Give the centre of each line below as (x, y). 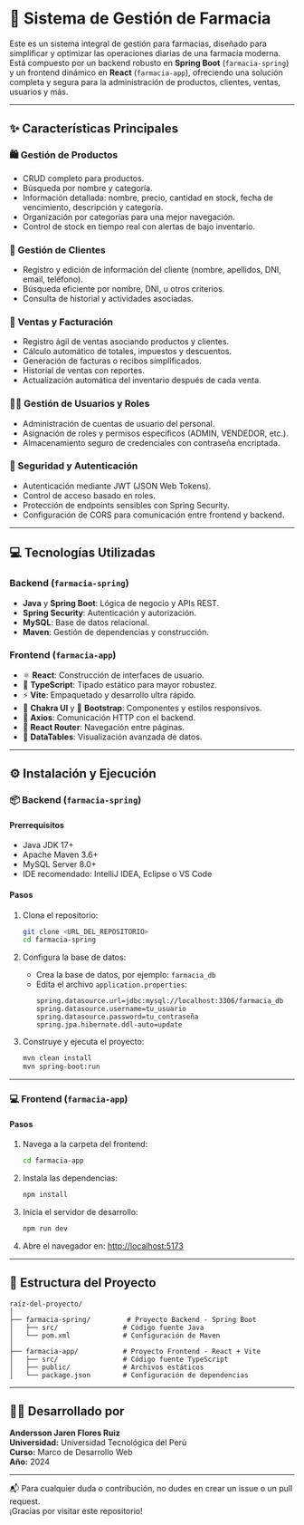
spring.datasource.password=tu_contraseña (117, 1017)
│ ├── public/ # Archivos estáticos (107, 1367)
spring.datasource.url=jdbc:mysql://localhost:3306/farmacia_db (160, 1001)
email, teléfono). (52, 279)
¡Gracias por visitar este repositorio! (76, 1511)
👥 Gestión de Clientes (57, 250)
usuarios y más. (39, 92)
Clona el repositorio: (60, 915)
